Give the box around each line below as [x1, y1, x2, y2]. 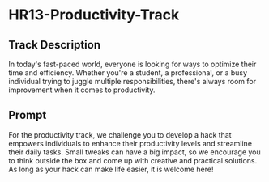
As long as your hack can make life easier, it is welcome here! [8, 164, 214, 174]
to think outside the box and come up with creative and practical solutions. [8, 155, 258, 165]
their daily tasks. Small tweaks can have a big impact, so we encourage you [8, 147, 261, 157]
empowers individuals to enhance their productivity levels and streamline [8, 138, 253, 148]
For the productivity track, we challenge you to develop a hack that [8, 129, 233, 139]
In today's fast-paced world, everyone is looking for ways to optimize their [8, 59, 257, 69]
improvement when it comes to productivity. [8, 85, 156, 95]
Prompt [8, 108, 47, 122]
